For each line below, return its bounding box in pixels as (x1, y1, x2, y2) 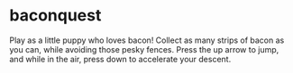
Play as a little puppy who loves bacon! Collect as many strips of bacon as (9, 35, 285, 45)
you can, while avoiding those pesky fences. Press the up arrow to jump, (9, 44, 279, 54)
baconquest (9, 5, 102, 26)
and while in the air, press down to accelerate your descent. (9, 53, 232, 64)
